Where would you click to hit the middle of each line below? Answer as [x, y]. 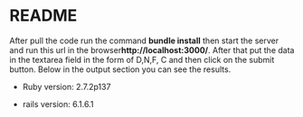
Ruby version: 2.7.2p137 [66, 86]
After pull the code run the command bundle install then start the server [144, 40]
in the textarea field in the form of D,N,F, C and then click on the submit [142, 59]
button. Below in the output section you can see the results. [120, 69]
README [43, 16]
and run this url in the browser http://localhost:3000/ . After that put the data [152, 49]
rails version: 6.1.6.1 [58, 103]
